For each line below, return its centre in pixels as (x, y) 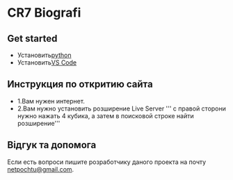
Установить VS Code (47, 63)
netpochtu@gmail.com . (41, 169)
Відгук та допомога (52, 145)
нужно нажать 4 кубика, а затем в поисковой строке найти (106, 115)
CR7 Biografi (44, 13)
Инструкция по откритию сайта (80, 84)
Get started (32, 39)
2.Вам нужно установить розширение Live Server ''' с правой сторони (121, 108)
